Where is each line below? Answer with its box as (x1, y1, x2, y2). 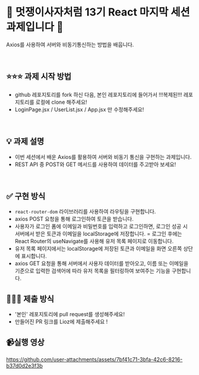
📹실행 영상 (6, 337, 45, 347)
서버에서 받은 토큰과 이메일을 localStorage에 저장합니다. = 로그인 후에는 (14, 230, 182, 237)
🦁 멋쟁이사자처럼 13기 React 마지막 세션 (6, 5, 190, 19)
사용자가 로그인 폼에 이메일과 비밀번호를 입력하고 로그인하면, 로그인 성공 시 (14, 223, 188, 230)
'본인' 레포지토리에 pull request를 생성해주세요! (14, 311, 125, 318)
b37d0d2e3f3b (6, 363, 43, 369)
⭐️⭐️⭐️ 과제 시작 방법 (6, 72, 72, 82)
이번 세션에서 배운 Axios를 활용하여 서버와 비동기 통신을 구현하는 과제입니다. (14, 153, 192, 160)
